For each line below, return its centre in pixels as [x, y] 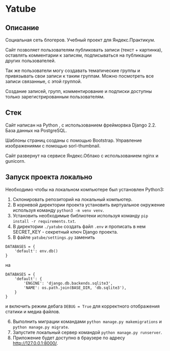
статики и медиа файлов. [33, 311]
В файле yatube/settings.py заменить [54, 237]
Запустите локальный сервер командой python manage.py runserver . [87, 332]
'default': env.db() [36, 251]
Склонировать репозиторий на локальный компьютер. [72, 199]
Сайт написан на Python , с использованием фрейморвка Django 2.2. [81, 125]
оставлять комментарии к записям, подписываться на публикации [79, 55]
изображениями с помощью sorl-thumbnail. [53, 145]
